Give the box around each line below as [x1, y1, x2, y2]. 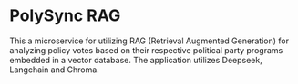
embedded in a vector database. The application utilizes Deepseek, [9, 54, 262, 65]
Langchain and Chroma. [9, 64, 100, 75]
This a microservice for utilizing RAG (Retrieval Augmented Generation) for [9, 35, 290, 46]
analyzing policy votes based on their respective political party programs [9, 44, 283, 55]
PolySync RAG [9, 5, 121, 26]
